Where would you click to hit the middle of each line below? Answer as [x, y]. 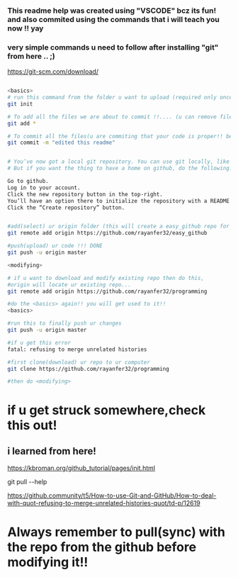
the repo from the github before [102, 547]
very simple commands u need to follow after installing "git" [113, 47]
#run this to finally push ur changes [64, 324]
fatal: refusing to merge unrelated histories [77, 349]
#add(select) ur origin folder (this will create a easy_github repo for [119, 226]
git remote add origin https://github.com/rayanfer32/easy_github [107, 233]
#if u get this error [39, 342]
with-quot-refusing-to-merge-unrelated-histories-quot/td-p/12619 [104, 503]
